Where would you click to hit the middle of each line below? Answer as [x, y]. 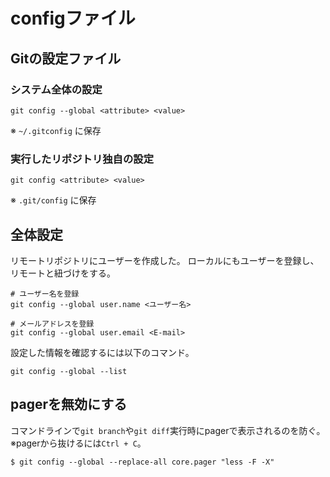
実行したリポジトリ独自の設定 [82, 159]
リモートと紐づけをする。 [63, 273]
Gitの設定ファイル [66, 58]
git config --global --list [69, 371]
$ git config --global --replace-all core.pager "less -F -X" [142, 462]
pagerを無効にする [69, 404]
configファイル [73, 18]
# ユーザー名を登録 [45, 294]
